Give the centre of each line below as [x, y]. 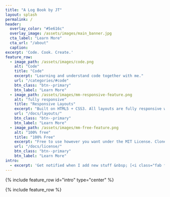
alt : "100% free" [33, 132]
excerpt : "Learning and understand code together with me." [79, 76]
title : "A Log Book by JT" [34, 10]
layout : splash [21, 15]
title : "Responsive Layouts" [45, 104]
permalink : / [19, 19]
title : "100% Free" [35, 137]
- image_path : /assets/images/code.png [52, 62]
